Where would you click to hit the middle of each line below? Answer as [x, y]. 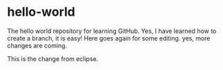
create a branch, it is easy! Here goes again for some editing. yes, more [109, 38]
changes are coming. [37, 45]
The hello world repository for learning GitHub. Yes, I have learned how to [112, 31]
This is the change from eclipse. [53, 58]
